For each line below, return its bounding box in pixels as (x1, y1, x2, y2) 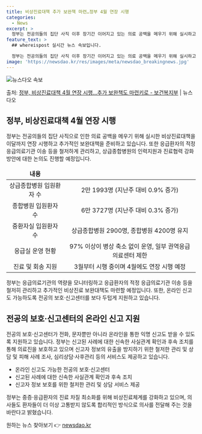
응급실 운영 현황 (14, 247, 57, 255)
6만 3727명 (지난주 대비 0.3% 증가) (81, 206, 179, 215)
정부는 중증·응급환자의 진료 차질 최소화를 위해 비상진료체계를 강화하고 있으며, (6, 394, 186, 401)
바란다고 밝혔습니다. (6, 409, 53, 416)
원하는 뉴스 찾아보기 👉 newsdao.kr (6, 421, 91, 429)
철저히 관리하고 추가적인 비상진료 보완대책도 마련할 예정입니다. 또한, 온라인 (6, 287, 182, 294)
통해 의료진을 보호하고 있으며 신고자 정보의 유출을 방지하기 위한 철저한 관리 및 (6, 346, 188, 353)
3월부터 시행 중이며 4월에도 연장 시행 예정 (74, 263, 186, 271)
